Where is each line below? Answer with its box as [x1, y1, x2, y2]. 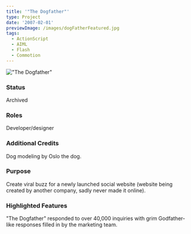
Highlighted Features [6, 201, 68, 209]
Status [6, 83, 25, 91]
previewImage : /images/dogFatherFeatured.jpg [6, 25, 119, 31]
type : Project [6, 14, 41, 20]
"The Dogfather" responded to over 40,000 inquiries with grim [6, 215, 158, 222]
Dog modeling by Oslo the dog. [6, 152, 82, 159]
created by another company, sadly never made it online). [6, 186, 146, 194]
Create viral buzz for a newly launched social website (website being [6, 180, 173, 188]
